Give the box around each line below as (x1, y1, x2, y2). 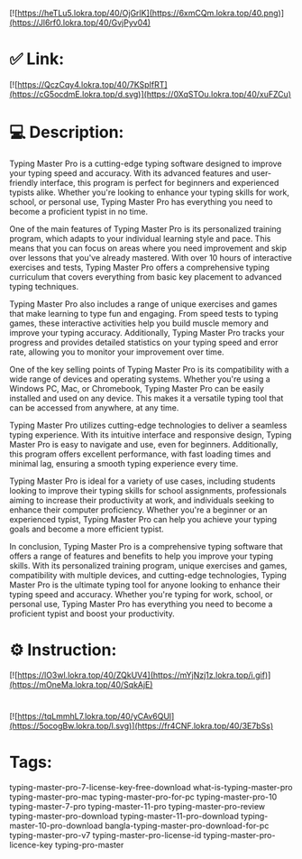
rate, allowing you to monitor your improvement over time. (9, 346, 224, 357)
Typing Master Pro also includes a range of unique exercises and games (9, 298, 278, 309)
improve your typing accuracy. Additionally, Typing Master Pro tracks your (9, 327, 286, 337)
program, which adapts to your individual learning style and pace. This (9, 233, 271, 244)
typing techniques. (9, 281, 79, 291)
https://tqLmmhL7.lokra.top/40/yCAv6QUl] (17, 711, 175, 721)
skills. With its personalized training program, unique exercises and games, (9, 559, 288, 571)
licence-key (9, 839, 53, 850)
